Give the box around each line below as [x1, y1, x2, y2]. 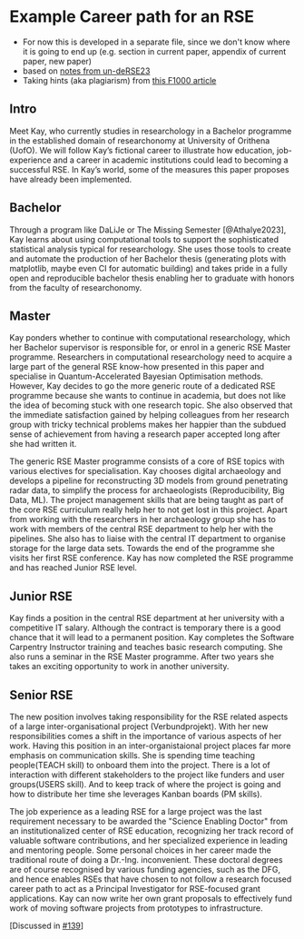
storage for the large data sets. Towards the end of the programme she [9, 543, 275, 554]
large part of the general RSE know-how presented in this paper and [9, 361, 265, 372]
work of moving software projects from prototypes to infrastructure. [9, 903, 263, 914]
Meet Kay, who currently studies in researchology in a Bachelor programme [9, 125, 292, 136]
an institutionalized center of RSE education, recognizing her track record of [9, 825, 294, 836]
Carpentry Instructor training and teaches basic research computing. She [9, 642, 283, 653]
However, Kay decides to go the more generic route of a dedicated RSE [9, 381, 276, 391]
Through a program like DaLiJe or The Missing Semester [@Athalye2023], [9, 224, 287, 235]
